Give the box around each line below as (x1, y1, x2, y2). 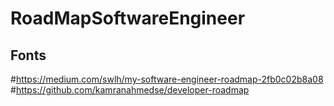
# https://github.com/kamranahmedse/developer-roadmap (10, 84, 250, 96)
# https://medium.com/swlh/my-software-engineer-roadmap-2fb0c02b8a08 (10, 73, 324, 85)
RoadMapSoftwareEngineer (10, 7, 246, 30)
